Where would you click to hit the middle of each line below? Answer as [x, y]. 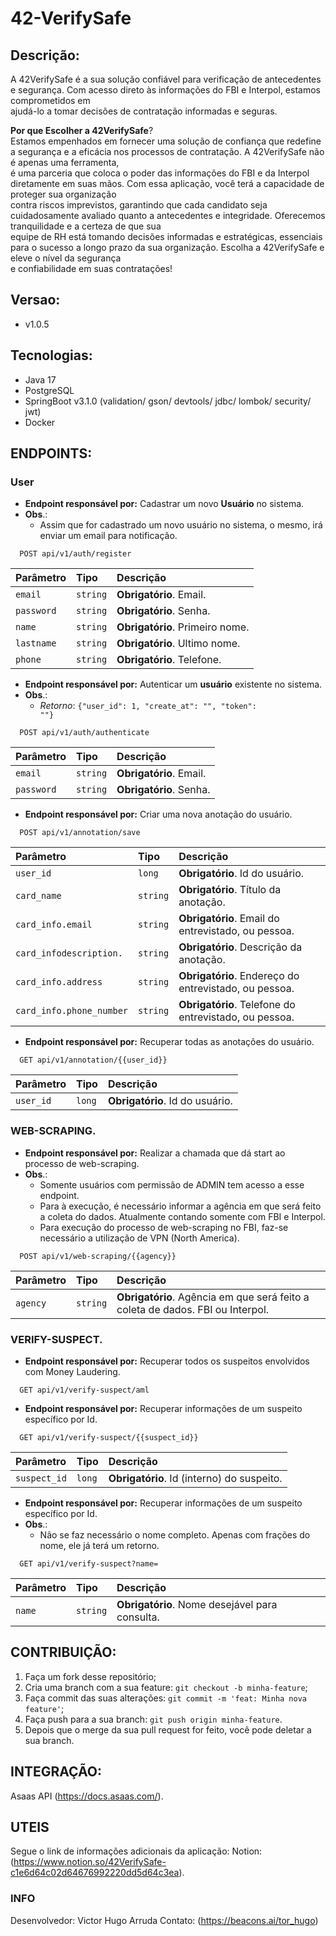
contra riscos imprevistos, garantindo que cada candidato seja [139, 205]
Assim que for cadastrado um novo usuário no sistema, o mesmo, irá [181, 525]
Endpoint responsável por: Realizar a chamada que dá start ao [155, 1153]
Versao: [35, 300]
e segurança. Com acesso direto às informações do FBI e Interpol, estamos [165, 90]
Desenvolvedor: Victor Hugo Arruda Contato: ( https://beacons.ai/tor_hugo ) [164, 1920]
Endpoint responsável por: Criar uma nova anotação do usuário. [158, 814]
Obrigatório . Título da [230, 890]
